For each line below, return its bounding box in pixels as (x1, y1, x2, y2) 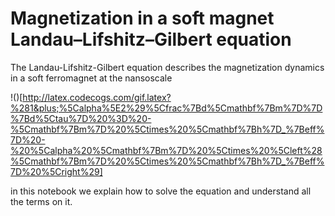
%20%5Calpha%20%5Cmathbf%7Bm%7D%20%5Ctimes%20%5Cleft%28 (10, 144, 323, 156)
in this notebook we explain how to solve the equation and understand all (10, 185, 312, 197)
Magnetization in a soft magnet (10, 7, 275, 30)
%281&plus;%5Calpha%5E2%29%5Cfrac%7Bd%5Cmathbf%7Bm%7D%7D (10, 102, 323, 114)
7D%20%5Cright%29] (10, 165, 103, 177)
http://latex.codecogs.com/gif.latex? (22, 91, 172, 103)
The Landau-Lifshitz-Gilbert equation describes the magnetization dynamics (10, 61, 325, 73)
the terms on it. (10, 195, 73, 207)
